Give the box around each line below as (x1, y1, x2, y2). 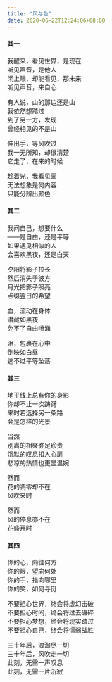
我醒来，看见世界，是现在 (7, 56, 82, 65)
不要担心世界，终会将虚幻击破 (7, 600, 94, 608)
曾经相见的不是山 (7, 124, 57, 132)
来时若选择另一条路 (7, 409, 63, 417)
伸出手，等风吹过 (7, 139, 57, 148)
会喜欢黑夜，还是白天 (7, 250, 69, 258)
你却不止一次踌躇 (7, 400, 57, 408)
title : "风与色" (7, 10, 52, 18)
